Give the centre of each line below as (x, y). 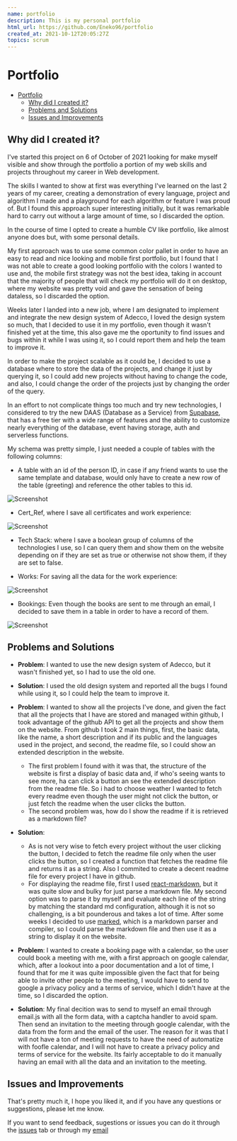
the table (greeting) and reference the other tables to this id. (105, 485)
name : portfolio (31, 14)
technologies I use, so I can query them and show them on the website (121, 547)
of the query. (26, 391)
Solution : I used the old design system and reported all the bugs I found (122, 685)
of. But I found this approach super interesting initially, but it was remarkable (118, 208)
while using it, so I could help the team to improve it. (93, 693)
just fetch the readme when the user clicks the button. (107, 803)
